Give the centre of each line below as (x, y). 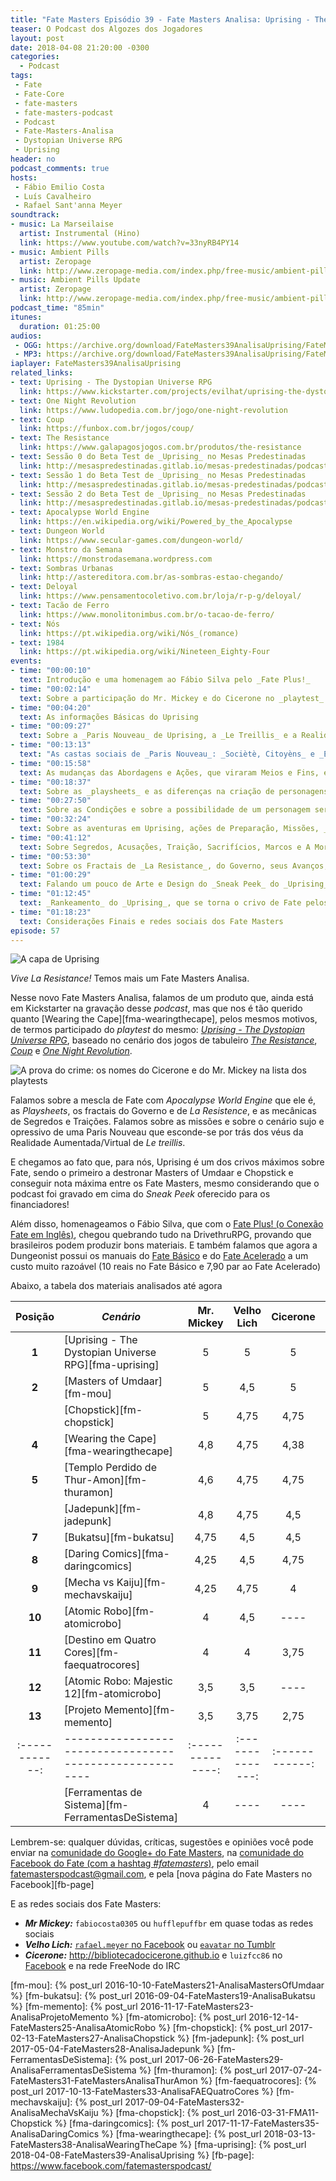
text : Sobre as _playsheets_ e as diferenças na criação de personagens (174, 791)
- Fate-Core (39, 94)
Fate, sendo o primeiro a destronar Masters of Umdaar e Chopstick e (152, 1173)
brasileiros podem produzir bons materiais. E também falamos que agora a (164, 1245)
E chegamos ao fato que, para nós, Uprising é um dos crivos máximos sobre (167, 1162)
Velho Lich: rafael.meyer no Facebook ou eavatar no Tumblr (150, 1945)
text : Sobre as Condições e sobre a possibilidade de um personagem (165, 810)
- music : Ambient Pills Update (75, 280)
